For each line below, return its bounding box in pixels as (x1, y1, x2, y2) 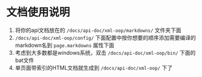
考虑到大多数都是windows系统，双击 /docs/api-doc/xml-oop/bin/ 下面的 (15, 49, 196, 56)
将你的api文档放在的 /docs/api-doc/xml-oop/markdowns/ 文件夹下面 (15, 26, 181, 34)
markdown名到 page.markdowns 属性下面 (15, 42, 115, 49)
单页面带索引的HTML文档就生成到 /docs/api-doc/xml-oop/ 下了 (15, 64, 173, 71)
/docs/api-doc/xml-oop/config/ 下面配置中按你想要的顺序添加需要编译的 (15, 34, 197, 41)
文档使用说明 (6, 5, 71, 19)
